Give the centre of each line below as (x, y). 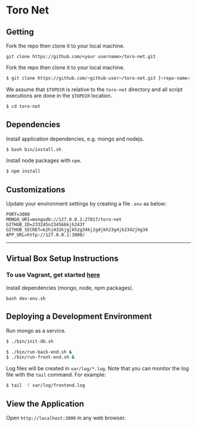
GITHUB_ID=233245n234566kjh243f (45, 225)
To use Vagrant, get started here (53, 275)
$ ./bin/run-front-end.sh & (40, 357)
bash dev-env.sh (26, 298)
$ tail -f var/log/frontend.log (45, 385)
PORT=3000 (18, 214)
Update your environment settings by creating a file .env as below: (86, 204)
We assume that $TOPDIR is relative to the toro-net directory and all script (94, 89)
